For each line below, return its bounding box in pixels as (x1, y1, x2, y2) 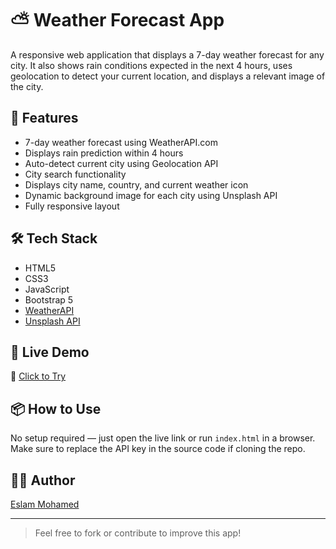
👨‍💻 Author (10, 472, 76, 489)
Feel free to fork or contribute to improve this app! (34, 527, 242, 539)
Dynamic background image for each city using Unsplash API (24, 189, 278, 201)
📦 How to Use (10, 400, 102, 417)
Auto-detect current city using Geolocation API (24, 157, 219, 169)
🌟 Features (10, 110, 79, 127)
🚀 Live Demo (10, 343, 90, 361)
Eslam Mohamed (10, 498, 80, 510)
